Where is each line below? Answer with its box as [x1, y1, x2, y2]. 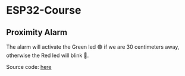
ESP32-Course [6, 4, 81, 17]
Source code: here [6, 64, 52, 70]
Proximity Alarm [6, 27, 68, 37]
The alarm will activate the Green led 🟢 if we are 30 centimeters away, [6, 43, 180, 50]
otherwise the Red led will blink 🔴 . [6, 52, 89, 59]
